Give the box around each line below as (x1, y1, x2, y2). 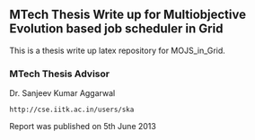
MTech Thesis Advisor (9, 67, 110, 80)
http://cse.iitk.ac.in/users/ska (9, 105, 135, 115)
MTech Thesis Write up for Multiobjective (9, 7, 247, 22)
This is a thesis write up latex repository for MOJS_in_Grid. (9, 45, 226, 56)
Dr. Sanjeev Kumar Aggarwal (9, 88, 116, 99)
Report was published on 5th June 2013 (9, 121, 157, 132)
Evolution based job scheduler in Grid (9, 22, 224, 37)
